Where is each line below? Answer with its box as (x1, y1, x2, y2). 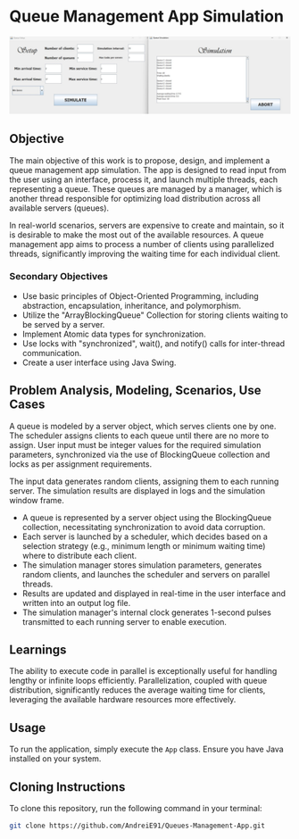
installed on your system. (9, 753, 102, 764)
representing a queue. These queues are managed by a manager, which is (9, 183, 283, 194)
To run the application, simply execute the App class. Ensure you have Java (9, 743, 284, 755)
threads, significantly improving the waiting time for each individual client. (9, 248, 281, 259)
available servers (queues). (9, 203, 110, 213)
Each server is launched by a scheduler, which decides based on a (21, 531, 268, 542)
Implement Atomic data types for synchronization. (21, 328, 207, 339)
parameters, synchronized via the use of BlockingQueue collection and (9, 449, 270, 460)
